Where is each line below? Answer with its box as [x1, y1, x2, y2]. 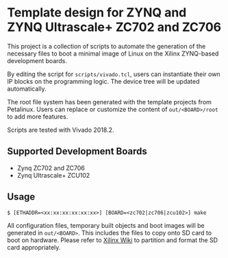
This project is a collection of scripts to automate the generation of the [7, 42, 206, 50]
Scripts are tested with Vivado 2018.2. [7, 126, 114, 134]
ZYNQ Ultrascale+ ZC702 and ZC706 [7, 19, 221, 35]
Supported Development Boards [7, 145, 147, 157]
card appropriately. [7, 243, 61, 251]
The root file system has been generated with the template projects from [7, 97, 212, 106]
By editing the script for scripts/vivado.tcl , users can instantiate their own [7, 70, 220, 78]
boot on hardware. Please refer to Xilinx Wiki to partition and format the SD [7, 235, 218, 244]
